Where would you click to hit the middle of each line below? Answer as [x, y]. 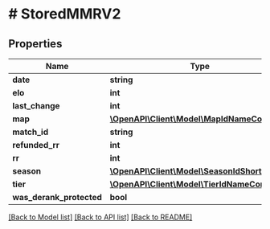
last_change [36, 106]
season [27, 171]
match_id [31, 132]
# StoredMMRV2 [65, 14]
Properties [35, 44]
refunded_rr [36, 145]
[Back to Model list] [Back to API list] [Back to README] [100, 217]
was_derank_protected [57, 197]
